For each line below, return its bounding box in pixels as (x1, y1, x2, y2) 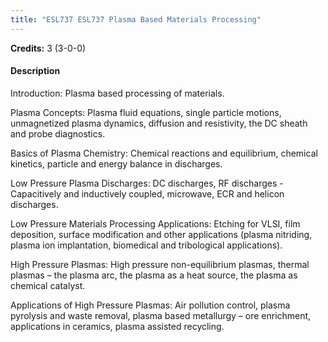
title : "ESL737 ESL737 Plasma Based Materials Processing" (10, 14, 262, 25)
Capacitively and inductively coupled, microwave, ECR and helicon (10, 187, 285, 200)
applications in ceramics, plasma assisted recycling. (10, 320, 225, 332)
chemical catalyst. (10, 279, 86, 291)
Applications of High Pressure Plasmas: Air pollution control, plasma (10, 299, 291, 311)
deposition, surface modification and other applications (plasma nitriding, (10, 228, 313, 240)
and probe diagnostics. (10, 127, 106, 140)
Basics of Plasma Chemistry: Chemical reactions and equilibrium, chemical (10, 147, 318, 159)
